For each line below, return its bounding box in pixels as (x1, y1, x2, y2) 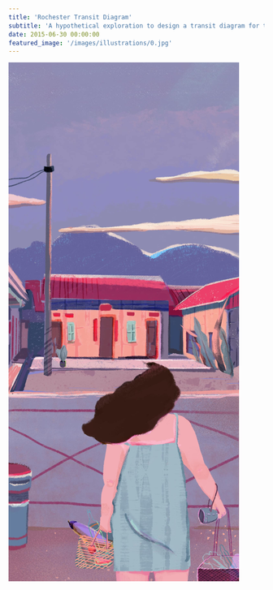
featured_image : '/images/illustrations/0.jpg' (8, 39, 173, 47)
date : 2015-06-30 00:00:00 (8, 30, 100, 38)
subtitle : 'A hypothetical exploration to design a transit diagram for (8, 21, 260, 30)
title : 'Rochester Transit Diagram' (8, 13, 132, 21)
